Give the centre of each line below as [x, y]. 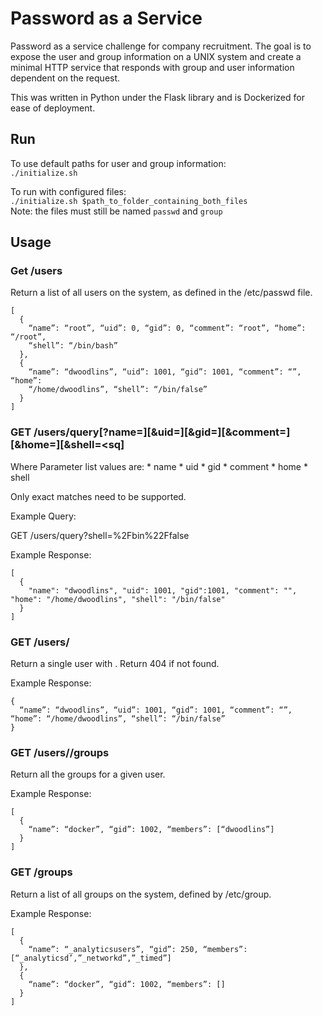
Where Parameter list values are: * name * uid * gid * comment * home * [159, 466]
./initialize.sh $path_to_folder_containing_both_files [129, 201]
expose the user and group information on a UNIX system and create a [156, 56]
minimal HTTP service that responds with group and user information [152, 67]
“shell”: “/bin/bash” [73, 346]
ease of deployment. [53, 108]
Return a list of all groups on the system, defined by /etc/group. [141, 894]
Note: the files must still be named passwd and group [116, 211]
